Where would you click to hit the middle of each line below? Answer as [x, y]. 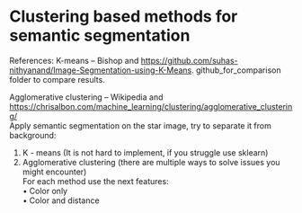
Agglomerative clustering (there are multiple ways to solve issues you [151, 162]
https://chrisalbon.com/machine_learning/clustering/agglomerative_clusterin [151, 106]
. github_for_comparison [236, 70]
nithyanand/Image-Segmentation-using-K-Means [101, 70]
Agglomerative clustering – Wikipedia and [86, 97]
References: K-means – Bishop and [74, 60]
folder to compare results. [57, 79]
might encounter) [54, 172]
